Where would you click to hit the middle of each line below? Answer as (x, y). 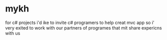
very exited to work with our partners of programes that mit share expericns (83, 27)
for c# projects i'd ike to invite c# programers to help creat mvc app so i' (80, 22)
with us (13, 33)
